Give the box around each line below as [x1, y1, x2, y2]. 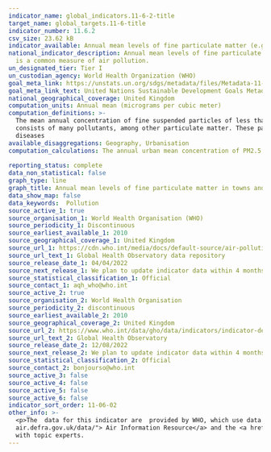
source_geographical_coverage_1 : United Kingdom [8, 237, 175, 245]
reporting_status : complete [8, 162, 103, 170]
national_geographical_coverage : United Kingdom [8, 94, 175, 102]
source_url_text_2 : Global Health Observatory [8, 334, 168, 342]
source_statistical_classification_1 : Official [8, 274, 172, 282]
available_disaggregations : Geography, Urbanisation [8, 139, 190, 147]
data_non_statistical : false [8, 169, 106, 177]
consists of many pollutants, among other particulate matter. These [15, 124, 254, 132]
